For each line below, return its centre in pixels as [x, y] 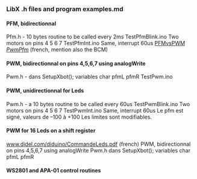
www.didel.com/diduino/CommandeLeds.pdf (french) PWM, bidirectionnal [98, 144]
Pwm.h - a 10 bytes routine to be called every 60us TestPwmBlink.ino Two [98, 104]
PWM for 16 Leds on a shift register [51, 131]
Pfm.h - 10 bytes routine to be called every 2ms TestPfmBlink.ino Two [92, 37]
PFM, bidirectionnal [31, 24]
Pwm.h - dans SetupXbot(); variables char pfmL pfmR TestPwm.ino [89, 77]
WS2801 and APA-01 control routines [54, 171]
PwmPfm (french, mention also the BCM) [57, 49]
